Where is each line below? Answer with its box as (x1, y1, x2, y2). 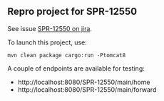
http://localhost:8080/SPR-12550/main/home (17, 78, 150, 86)
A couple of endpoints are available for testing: (7, 64, 145, 73)
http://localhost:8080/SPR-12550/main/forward (17, 85, 157, 94)
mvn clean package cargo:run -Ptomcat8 (7, 52, 126, 59)
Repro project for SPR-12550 (7, 6, 138, 18)
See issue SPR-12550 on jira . (7, 24, 93, 32)
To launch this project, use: (7, 38, 87, 47)
